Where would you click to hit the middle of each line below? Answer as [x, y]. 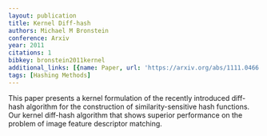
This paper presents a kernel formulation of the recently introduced [119, 98]
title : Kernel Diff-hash [50, 23]
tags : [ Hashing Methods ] [50, 75]
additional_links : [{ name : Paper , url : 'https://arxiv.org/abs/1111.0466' [135, 68]
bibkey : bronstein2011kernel [57, 61]
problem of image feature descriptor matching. [85, 123]
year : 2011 [26, 46]
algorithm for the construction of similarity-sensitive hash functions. [138, 106]
